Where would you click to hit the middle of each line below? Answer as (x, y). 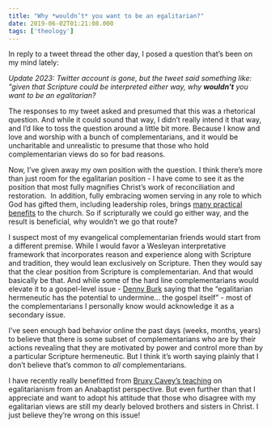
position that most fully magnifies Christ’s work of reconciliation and (122, 187)
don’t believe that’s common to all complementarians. (97, 365)
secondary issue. (37, 315)
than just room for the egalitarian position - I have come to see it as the (126, 178)
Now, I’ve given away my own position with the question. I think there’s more (135, 170)
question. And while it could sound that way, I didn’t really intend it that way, (135, 120)
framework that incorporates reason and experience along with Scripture (130, 255)
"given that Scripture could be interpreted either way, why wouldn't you (128, 87)
